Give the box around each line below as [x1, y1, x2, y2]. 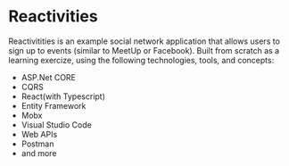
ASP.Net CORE [21, 71, 77, 82]
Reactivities [8, 6, 99, 27]
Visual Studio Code [21, 119, 93, 130]
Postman [21, 138, 54, 149]
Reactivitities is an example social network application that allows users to [8, 36, 280, 46]
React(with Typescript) [21, 91, 106, 102]
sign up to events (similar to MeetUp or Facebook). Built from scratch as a [8, 45, 280, 55]
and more [21, 147, 57, 158]
